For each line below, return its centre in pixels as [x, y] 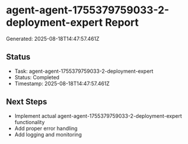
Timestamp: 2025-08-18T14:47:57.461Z [62, 83]
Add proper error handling [46, 128]
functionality [29, 122]
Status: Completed [37, 77]
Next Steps [27, 102]
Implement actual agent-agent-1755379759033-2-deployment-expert [98, 116]
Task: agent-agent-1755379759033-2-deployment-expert [84, 71]
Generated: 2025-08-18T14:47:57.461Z [53, 38]
